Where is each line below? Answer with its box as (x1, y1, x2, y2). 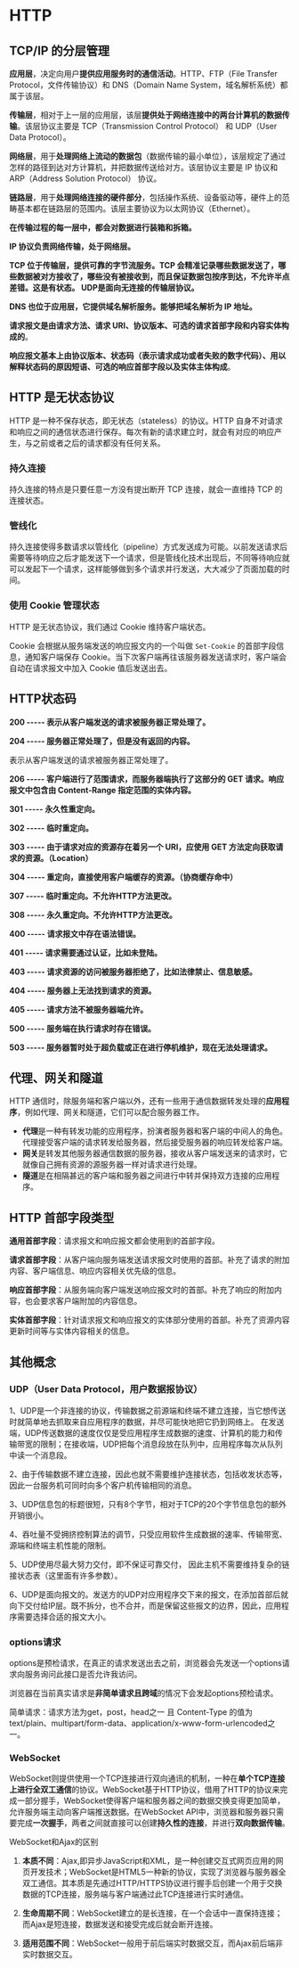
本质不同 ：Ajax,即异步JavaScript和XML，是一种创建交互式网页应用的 (21, 1856, 276, 1866)
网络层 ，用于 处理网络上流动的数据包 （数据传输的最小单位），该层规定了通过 (9, 151, 287, 161)
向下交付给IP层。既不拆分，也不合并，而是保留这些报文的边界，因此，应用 (9, 1600, 282, 1611)
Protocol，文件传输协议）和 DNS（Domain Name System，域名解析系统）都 (9, 79, 288, 90)
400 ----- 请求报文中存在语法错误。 (9, 928, 141, 939)
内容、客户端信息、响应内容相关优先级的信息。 (9, 1266, 181, 1276)
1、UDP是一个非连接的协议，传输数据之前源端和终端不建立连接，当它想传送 (9, 1405, 287, 1415)
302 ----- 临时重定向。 (9, 822, 93, 833)
